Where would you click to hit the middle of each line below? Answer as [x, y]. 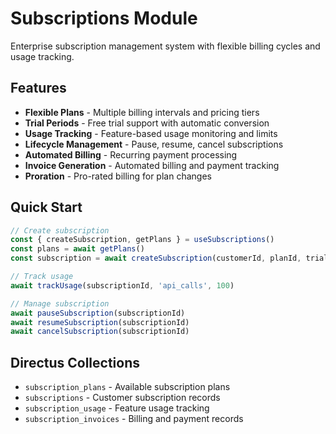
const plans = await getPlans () [77, 249]
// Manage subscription [60, 303]
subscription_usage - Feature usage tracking [117, 408]
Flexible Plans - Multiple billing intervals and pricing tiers [142, 112]
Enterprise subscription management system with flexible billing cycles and [165, 46]
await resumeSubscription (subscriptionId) [100, 322]
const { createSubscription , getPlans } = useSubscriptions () [142, 240]
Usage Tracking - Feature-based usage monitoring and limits [151, 133]
